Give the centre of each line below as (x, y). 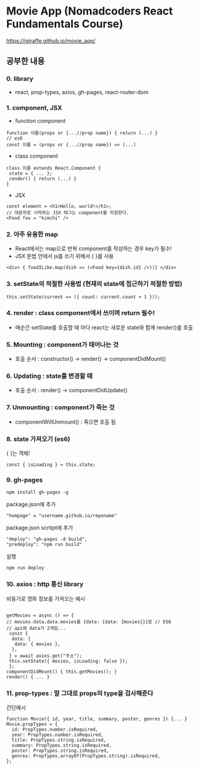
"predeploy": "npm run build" (44, 545)
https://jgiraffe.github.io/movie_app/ (51, 40)
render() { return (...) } (43, 179)
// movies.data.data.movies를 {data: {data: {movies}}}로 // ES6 (89, 622)
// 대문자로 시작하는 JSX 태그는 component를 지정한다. (68, 213)
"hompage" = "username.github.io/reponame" (62, 516)
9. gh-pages (25, 480)
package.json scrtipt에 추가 (40, 528)
